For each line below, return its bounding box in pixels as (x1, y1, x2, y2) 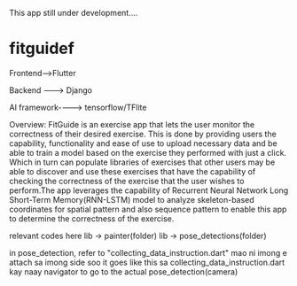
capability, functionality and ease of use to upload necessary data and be (9, 137, 277, 149)
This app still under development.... (9, 8, 138, 18)
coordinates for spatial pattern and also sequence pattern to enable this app (9, 204, 287, 214)
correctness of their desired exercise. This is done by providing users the (9, 128, 277, 139)
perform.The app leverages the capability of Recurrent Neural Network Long (9, 185, 289, 196)
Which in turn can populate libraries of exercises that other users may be (9, 157, 276, 167)
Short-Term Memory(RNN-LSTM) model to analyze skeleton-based (9, 194, 254, 205)
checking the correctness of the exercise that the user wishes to (9, 175, 245, 186)
